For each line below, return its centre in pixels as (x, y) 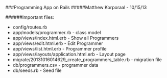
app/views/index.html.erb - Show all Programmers (66, 38)
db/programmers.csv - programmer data (55, 65)
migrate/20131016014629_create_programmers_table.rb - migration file (87, 60)
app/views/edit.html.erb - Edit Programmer (58, 43)
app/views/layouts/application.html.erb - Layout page (69, 54)
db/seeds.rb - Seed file (37, 70)
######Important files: (30, 17)
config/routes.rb (30, 27)
